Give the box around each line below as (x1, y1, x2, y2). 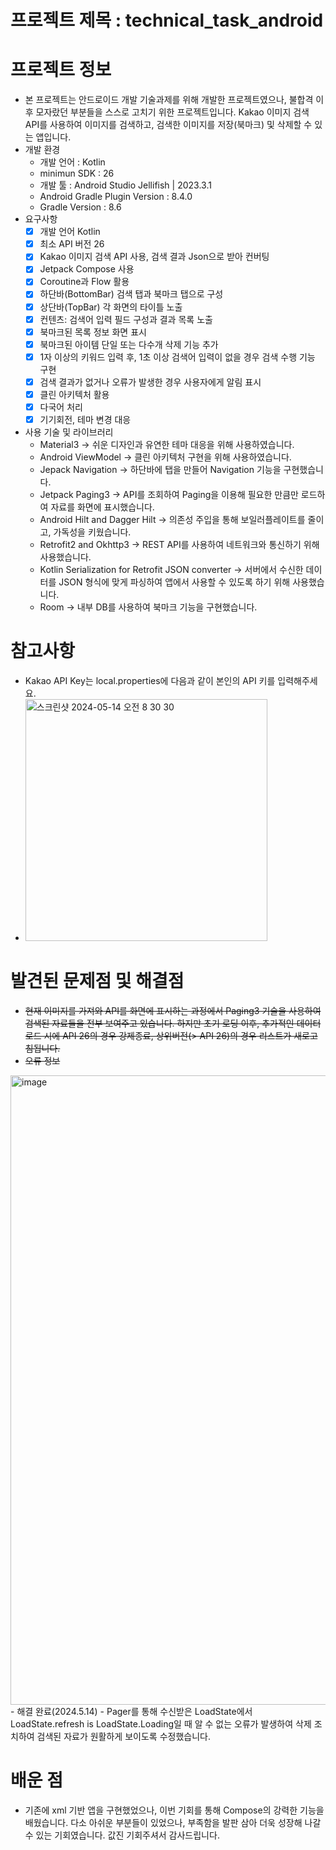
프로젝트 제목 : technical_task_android (10, 9, 324, 32)
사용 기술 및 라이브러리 (24, 426, 114, 438)
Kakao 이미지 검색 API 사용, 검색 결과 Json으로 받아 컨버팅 (39, 251, 270, 263)
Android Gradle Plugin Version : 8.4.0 (39, 191, 193, 203)
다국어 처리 (39, 401, 83, 413)
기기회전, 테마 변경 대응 (39, 414, 132, 425)
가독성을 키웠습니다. (53, 526, 132, 538)
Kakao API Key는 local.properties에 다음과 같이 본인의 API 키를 (24, 675, 276, 686)
